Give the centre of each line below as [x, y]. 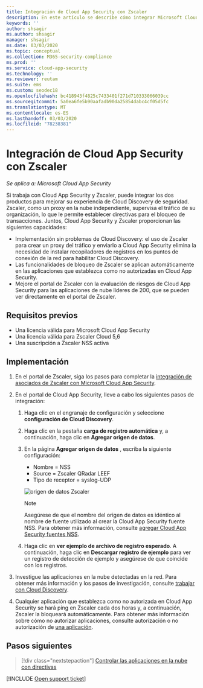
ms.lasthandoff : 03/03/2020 [42, 118]
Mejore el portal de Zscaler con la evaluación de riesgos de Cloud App [103, 284]
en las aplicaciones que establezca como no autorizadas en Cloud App [103, 271]
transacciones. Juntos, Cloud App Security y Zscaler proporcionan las [94, 221]
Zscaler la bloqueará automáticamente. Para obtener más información [102, 614]
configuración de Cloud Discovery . [69, 419]
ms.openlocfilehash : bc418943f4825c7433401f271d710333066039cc [88, 96]
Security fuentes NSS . [52, 534]
